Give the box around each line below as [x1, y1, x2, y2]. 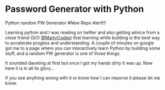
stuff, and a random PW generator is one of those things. [5, 50, 121, 56]
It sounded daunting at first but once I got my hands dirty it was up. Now [5, 60, 153, 66]
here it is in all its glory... [5, 65, 54, 71]
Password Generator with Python [5, 3, 144, 15]
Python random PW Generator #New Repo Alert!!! [5, 20, 106, 26]
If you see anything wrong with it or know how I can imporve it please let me [5, 75, 161, 81]
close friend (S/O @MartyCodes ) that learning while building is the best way [5, 35, 161, 41]
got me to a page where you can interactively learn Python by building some [5, 45, 161, 51]
